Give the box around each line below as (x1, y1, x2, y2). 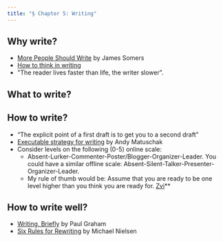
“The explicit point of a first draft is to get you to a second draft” (17, 130, 199, 139)
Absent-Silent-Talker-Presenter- (123, 159, 215, 168)
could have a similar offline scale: (27, 159, 123, 168)
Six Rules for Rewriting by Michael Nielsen (17, 227, 138, 235)
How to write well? (7, 201, 88, 214)
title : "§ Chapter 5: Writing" (7, 10, 97, 17)
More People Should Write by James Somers (17, 54, 145, 62)
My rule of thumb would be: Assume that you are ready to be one (27, 174, 213, 183)
